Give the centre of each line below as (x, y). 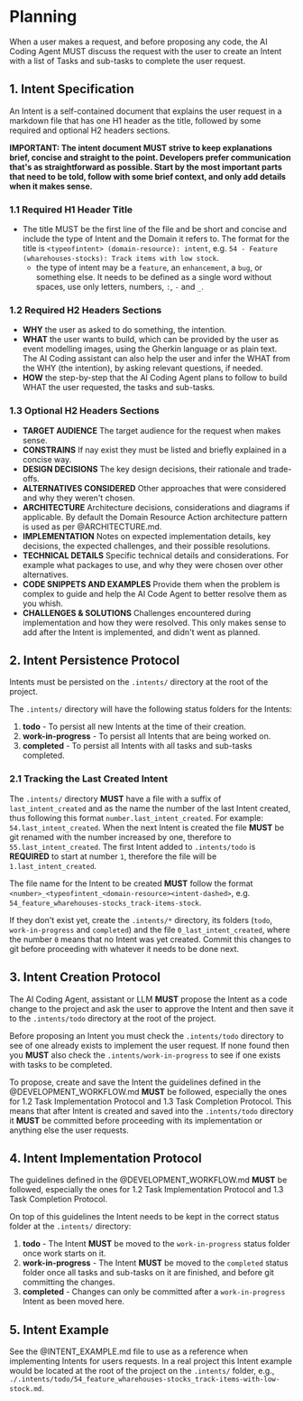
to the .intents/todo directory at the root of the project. (113, 1018)
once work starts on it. (64, 1254)
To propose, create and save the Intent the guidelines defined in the (135, 1082)
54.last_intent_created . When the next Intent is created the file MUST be (147, 827)
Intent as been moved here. (73, 1302)
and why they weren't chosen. (78, 498)
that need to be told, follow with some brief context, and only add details (148, 176)
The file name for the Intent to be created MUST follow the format (131, 883)
